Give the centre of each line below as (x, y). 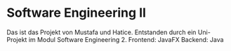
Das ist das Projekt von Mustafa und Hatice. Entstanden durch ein (101, 32)
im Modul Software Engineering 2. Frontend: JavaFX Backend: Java (126, 39)
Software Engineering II (77, 13)
